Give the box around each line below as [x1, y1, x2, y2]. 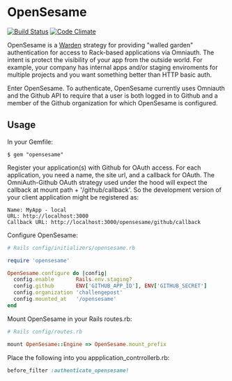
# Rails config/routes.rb [7, 328, 82, 335]
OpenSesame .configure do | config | [7, 269, 108, 276]
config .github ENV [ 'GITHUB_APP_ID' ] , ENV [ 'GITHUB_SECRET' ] [13, 283, 208, 290]
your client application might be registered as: [7, 193, 139, 201]
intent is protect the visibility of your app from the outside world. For [7, 55, 203, 63]
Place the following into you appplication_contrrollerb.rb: [7, 353, 170, 361]
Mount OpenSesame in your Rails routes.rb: [7, 315, 132, 323]
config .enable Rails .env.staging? [13, 276, 132, 283]
